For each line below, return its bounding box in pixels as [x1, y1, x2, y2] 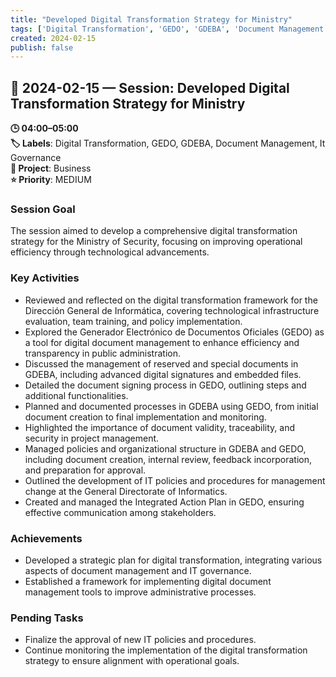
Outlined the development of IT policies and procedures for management [24, 474, 326, 486]
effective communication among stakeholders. [24, 506, 217, 518]
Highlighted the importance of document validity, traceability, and [24, 421, 296, 433]
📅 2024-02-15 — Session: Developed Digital [10, 79, 290, 96]
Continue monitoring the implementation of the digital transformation [24, 644, 308, 656]
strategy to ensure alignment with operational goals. [24, 655, 240, 667]
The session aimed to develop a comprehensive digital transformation [10, 225, 298, 237]
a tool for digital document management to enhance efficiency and [24, 336, 300, 348]
